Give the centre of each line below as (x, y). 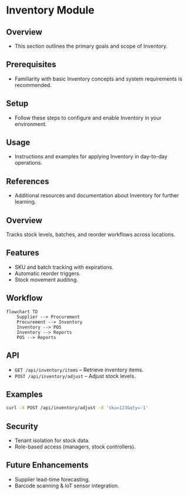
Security (22, 426)
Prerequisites (31, 64)
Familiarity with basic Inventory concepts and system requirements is (98, 79)
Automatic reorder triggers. (48, 273)
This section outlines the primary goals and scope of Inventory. (91, 46)
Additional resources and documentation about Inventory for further (97, 195)
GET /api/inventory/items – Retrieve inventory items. (79, 370)
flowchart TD (22, 312)
